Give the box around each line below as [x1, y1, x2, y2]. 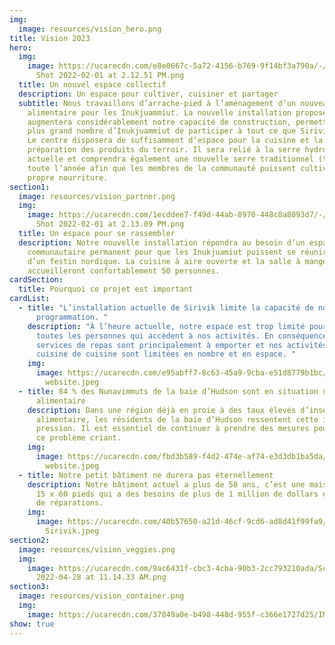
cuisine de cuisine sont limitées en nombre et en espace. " [35, 349, 297, 360]
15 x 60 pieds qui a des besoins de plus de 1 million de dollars [35, 489, 319, 499]
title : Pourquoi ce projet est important [18, 284, 194, 295]
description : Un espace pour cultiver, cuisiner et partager [18, 89, 279, 99]
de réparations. [35, 498, 104, 508]
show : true [9, 619, 55, 629]
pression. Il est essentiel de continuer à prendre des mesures [35, 424, 310, 434]
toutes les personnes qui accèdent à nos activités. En [35, 331, 274, 341]
